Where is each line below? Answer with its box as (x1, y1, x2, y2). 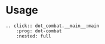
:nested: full (16, 33, 51, 39)
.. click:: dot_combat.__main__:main (5, 23, 100, 29)
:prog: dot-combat (16, 28, 62, 34)
